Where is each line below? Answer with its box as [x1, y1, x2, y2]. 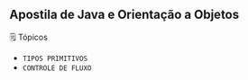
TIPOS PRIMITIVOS [22, 54, 88, 63]
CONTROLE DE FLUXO [22, 63, 92, 73]
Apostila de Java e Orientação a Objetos [9, 7, 240, 22]
